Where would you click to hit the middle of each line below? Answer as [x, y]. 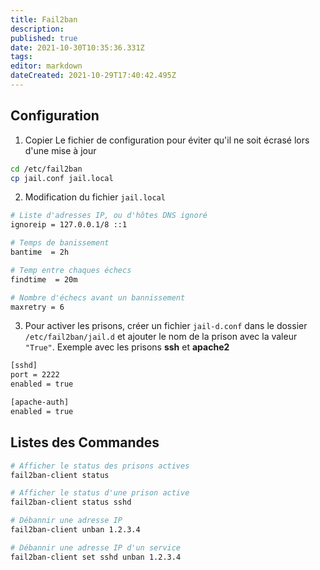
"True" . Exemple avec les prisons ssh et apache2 [127, 347]
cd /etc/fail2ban [46, 169]
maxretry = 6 [37, 307]
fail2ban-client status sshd [71, 502]
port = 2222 [35, 375]
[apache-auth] [40, 402]
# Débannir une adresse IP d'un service [96, 547]
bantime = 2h [40, 252]
